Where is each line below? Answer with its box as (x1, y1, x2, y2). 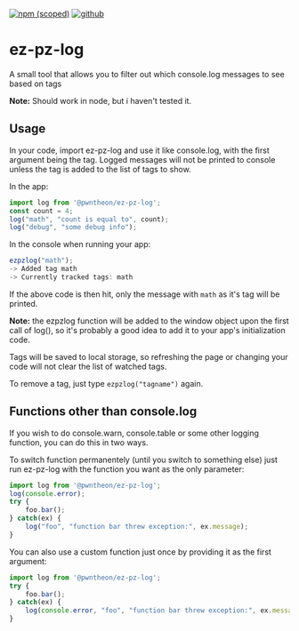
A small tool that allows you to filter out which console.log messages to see (9, 68, 285, 79)
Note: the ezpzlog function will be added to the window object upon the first (9, 315, 289, 326)
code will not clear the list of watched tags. (9, 361, 167, 371)
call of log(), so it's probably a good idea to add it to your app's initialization (9, 324, 287, 335)
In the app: (9, 180, 49, 191)
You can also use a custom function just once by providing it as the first (9, 547, 271, 557)
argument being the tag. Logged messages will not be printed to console (9, 154, 276, 164)
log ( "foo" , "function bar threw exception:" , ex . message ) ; (25, 523, 249, 531)
